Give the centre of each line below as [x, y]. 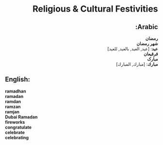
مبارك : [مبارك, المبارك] [137, 64]
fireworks [15, 122]
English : [18, 79]
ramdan [13, 101]
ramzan [13, 106]
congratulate [18, 127]
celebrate [15, 132]
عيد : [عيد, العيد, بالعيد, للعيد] [133, 49]
